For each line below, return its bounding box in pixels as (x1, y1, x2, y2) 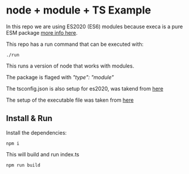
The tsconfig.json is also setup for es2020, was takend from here (6, 85, 164, 92)
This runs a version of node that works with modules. (6, 62, 135, 69)
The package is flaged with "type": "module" (6, 73, 114, 81)
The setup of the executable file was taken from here (6, 96, 134, 103)
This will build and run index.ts (6, 150, 80, 158)
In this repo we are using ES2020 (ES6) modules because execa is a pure (6, 23, 183, 30)
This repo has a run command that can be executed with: (6, 41, 144, 48)
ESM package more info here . (6, 29, 78, 36)
